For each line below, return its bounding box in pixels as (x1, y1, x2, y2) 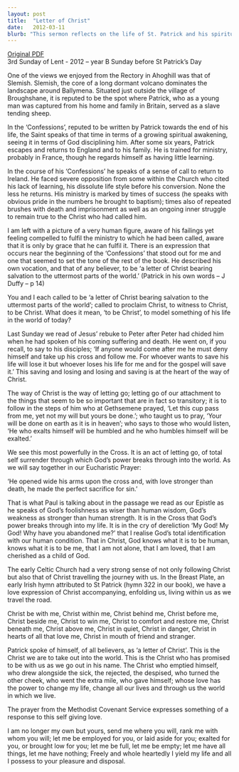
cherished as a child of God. (7, 552, 90, 560)
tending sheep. (7, 109, 52, 118)
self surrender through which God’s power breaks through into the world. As (7, 456, 231, 464)
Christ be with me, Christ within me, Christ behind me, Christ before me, (7, 609, 219, 618)
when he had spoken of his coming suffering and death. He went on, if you (7, 337, 226, 346)
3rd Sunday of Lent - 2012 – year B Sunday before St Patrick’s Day (7, 58, 202, 66)
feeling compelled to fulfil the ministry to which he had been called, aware (7, 234, 224, 242)
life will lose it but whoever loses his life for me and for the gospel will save (7, 360, 226, 369)
